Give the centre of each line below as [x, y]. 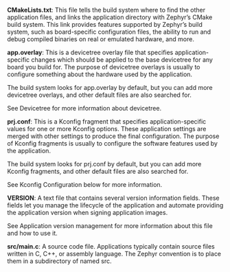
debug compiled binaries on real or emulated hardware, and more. [101, 39]
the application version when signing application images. [88, 213]
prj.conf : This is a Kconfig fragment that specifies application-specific [107, 122]
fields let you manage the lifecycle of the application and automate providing [115, 205]
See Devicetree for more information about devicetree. [84, 108]
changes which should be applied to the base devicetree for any [122, 60]
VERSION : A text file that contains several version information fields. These [113, 198]
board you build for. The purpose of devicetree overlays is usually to [104, 67]
